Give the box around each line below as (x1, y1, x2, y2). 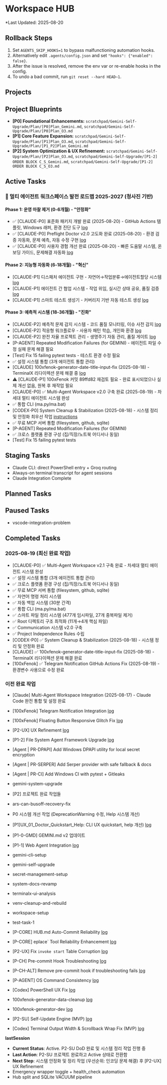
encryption (12, 752, 35, 758)
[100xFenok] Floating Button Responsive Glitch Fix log (12, 717, 123, 723)
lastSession (5, 1035, 30, 1041)
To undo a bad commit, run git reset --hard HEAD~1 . (12, 73, 122, 80)
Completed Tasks (5, 534, 61, 542)
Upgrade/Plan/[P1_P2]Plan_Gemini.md (12, 143, 88, 148)
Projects (5, 88, 32, 97)
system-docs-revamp (12, 880, 57, 886)
